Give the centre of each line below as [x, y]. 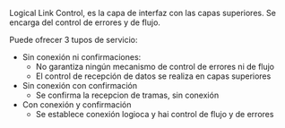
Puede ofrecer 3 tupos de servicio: [73, 40]
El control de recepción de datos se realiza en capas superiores [153, 76]
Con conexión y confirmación [77, 105]
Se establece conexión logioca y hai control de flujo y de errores [155, 114]
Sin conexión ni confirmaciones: [82, 57]
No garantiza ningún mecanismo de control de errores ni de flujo [155, 67]
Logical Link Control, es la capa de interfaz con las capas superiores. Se [142, 13]
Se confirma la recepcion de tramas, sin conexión [127, 95]
